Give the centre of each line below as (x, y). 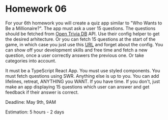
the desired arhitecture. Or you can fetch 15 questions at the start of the (80, 39)
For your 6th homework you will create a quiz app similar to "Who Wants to (84, 23)
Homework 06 (36, 9)
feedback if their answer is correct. (42, 92)
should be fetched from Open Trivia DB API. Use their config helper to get (82, 34)
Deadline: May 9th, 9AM (31, 102)
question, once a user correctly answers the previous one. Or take (75, 55)
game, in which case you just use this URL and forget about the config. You (84, 44)
